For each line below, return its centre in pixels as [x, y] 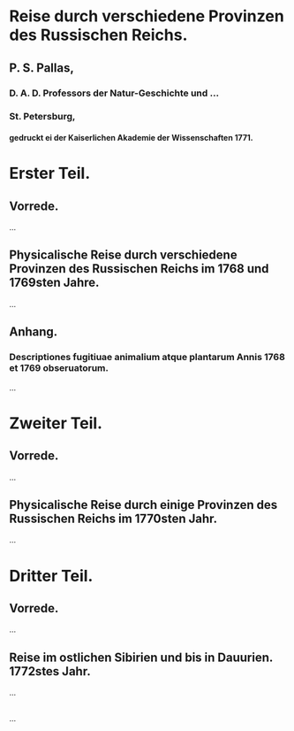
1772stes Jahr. [50, 671]
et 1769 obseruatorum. [59, 368]
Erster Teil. [50, 173]
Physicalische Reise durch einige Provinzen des [143, 505]
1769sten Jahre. [54, 283]
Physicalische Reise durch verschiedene [123, 255]
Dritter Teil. [51, 576]
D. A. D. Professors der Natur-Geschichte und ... [114, 93]
